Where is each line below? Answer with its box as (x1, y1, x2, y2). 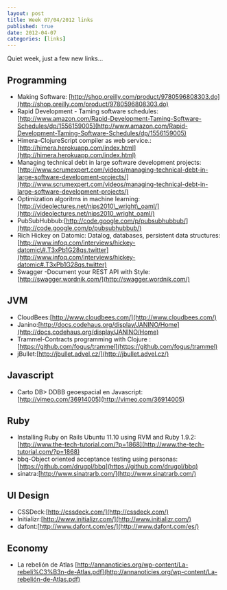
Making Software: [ (16, 92, 71, 100)
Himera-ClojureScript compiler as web (16, 136, 126, 144)
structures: (189, 231, 221, 239)
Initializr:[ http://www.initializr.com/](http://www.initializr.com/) (16, 515, 192, 523)
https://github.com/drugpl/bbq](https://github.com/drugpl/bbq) (19, 462, 198, 470)
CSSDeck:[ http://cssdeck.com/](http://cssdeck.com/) (16, 508, 169, 516)
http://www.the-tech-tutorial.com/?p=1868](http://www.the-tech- (19, 440, 204, 449)
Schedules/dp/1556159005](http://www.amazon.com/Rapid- (16, 122, 189, 130)
